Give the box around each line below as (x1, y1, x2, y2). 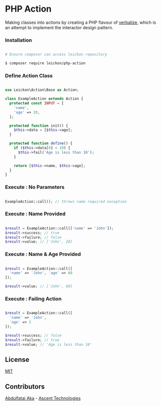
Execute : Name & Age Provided (5, 251, 81, 258)
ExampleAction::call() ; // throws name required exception (5, 199, 127, 204)
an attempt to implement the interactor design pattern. (5, 24, 113, 30)
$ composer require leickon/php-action (5, 61, 86, 66)
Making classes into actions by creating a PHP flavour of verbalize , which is (5, 19, 156, 25)
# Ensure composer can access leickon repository (5, 52, 108, 57)
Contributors (5, 382, 45, 390)
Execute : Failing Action (5, 295, 62, 302)
